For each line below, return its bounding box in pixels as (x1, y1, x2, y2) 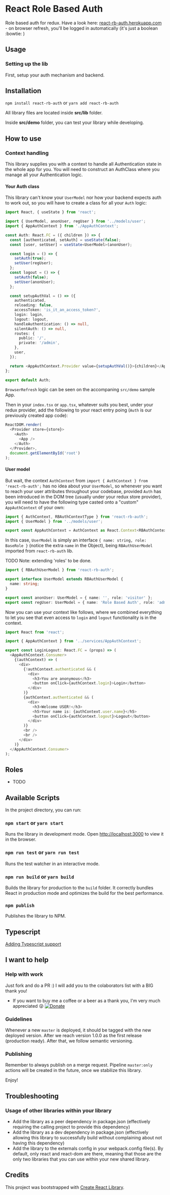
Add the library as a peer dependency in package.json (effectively (12, 1119, 151, 1124)
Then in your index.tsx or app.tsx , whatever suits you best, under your (5, 402, 153, 408)
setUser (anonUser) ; (14, 279, 56, 284)
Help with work (5, 971, 44, 978)
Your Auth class (5, 183, 39, 189)
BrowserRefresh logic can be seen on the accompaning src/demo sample (5, 387, 155, 393)
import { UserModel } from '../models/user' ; (5, 519, 103, 524)
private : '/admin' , (18, 340, 60, 346)
